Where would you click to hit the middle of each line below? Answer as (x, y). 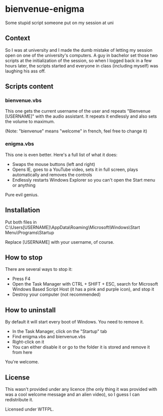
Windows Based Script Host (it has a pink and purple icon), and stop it (83, 289)
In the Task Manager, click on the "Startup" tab (59, 331)
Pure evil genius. (22, 194)
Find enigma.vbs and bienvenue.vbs (49, 337)
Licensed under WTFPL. (29, 409)
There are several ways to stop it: (39, 269)
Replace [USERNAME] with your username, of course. (60, 242)
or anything (24, 185)
